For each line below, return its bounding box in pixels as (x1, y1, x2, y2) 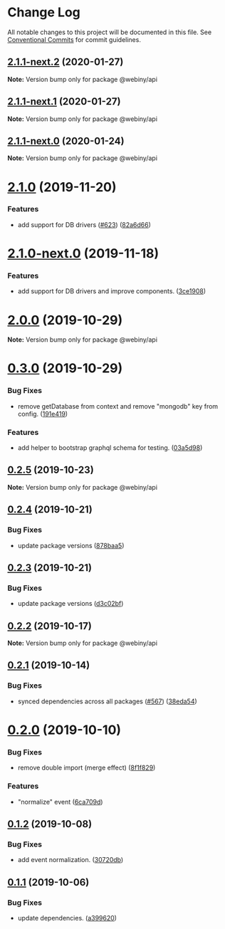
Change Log (7, 4, 80, 21)
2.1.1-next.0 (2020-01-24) (7, 135, 125, 147)
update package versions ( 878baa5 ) (17, 541, 125, 550)
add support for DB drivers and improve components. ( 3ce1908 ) (17, 287, 206, 295)
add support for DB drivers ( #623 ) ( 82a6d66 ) (17, 220, 152, 229)
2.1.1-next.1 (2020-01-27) (7, 95, 121, 107)
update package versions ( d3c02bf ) (17, 599, 124, 608)
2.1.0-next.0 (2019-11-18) (7, 246, 159, 262)
